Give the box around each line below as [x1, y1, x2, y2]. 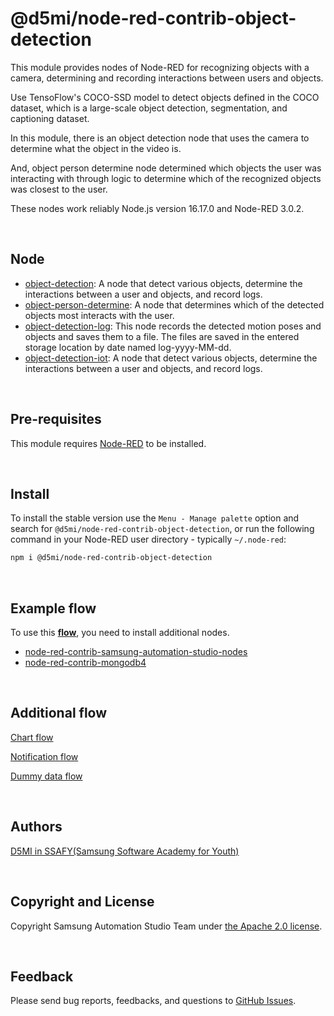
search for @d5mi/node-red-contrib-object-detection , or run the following [10, 523, 315, 535]
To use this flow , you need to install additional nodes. [10, 627, 230, 639]
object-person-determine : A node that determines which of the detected [24, 298, 325, 311]
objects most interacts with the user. [24, 309, 175, 321]
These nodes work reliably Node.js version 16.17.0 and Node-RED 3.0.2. [10, 202, 305, 214]
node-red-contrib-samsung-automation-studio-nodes [24, 646, 248, 658]
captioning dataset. [10, 112, 90, 124]
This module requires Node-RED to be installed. [10, 437, 207, 449]
